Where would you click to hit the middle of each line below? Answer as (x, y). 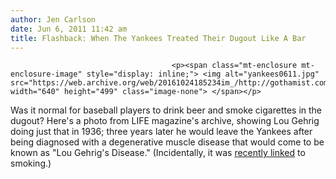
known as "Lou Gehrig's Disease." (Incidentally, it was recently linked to (158, 153)
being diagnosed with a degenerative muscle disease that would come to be (167, 142)
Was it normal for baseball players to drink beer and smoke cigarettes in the (166, 110)
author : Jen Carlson (53, 19)
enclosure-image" (46, 74)
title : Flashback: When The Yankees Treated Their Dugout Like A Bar (158, 38)
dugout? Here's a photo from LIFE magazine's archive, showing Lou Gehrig (165, 121)
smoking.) (31, 163)
